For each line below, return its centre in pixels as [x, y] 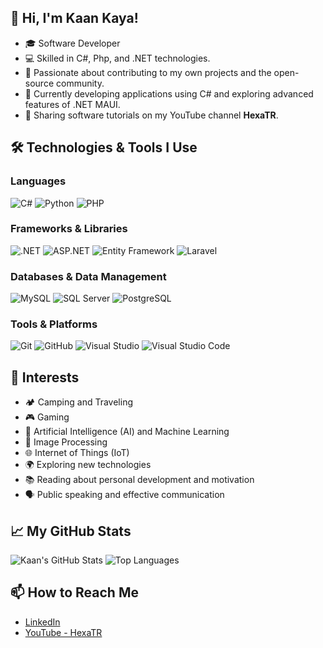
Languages [38, 181]
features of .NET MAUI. [72, 104]
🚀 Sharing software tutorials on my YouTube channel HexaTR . [151, 115]
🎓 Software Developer [72, 43]
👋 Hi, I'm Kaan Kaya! [74, 18]
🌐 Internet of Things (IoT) [77, 453]
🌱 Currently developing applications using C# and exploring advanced [169, 93]
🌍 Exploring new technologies [88, 465]
